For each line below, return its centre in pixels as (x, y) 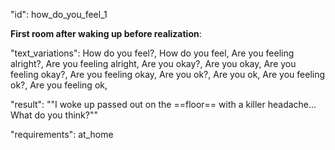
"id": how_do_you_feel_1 (59, 14)
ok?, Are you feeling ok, (59, 85)
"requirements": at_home (62, 134)
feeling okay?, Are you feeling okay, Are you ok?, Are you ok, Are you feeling (168, 74)
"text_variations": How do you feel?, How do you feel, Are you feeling (152, 53)
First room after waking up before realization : (106, 33)
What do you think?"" (54, 115)
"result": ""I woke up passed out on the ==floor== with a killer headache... (163, 104)
